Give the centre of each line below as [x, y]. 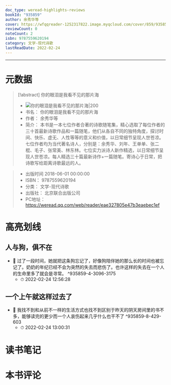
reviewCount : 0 [21, 29]
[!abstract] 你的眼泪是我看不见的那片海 [58, 94]
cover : [12, 24]
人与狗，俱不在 [29, 248]
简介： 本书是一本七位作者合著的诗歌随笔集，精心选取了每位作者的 [95, 124]
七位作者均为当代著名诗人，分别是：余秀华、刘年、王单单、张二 [92, 144]
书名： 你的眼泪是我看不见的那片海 [62, 112]
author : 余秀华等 [22, 19]
